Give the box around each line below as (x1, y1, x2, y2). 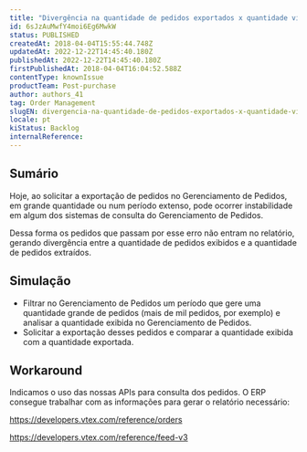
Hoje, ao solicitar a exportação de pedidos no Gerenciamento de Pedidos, (9, 190, 288, 201)
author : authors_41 (9, 89, 84, 99)
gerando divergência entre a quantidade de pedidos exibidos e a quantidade (9, 237, 297, 247)
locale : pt (9, 115, 51, 124)
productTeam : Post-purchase (9, 81, 117, 90)
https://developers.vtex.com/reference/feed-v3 (9, 432, 189, 443)
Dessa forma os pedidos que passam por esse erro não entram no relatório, (9, 227, 295, 238)
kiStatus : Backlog (9, 124, 79, 133)
